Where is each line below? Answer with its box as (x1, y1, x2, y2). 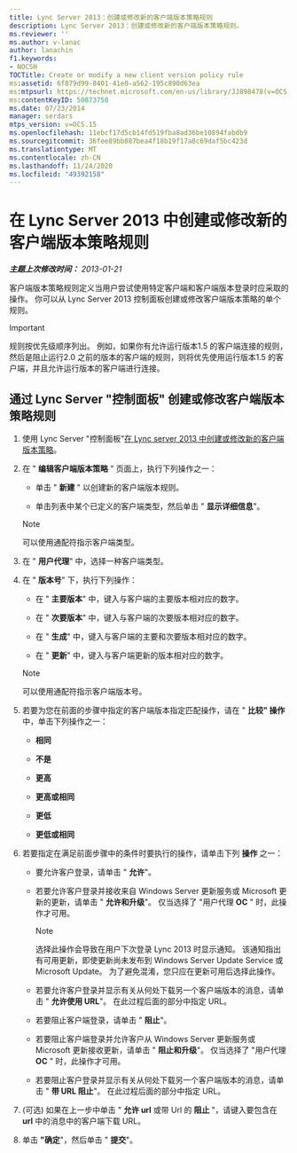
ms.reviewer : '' (9, 29, 69, 38)
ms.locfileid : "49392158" (9, 169, 105, 178)
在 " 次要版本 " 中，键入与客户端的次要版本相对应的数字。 (35, 613, 244, 623)
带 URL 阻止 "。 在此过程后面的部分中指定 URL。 (51, 1086, 226, 1096)
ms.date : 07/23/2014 (9, 104, 86, 113)
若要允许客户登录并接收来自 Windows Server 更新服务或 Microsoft (35, 886, 277, 896)
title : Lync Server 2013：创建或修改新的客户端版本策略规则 (9, 12, 213, 22)
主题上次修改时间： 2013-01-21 (9, 263, 122, 275)
